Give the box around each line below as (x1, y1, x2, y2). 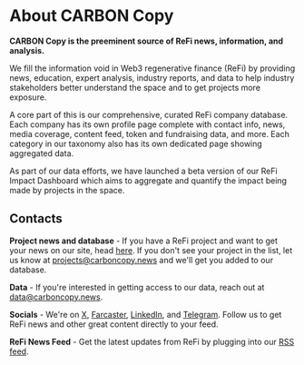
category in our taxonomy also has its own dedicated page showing (9, 138, 263, 149)
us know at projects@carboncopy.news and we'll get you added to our (9, 254, 274, 265)
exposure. (9, 92, 47, 103)
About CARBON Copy (9, 5, 174, 26)
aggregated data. (9, 147, 74, 159)
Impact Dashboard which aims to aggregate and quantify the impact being (9, 174, 288, 186)
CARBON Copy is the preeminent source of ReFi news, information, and (9, 35, 284, 46)
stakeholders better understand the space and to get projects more (9, 82, 261, 93)
